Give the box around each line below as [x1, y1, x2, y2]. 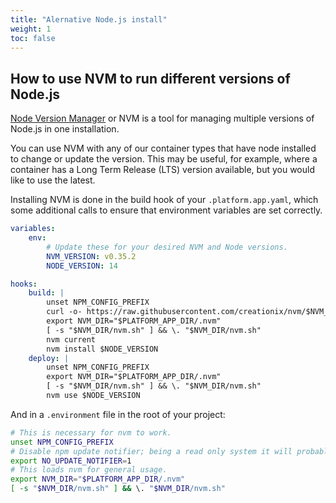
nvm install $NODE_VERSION [46, 344, 159, 354]
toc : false [10, 33, 56, 43]
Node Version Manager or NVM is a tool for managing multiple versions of [10, 112, 315, 125]
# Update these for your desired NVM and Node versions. [46, 242, 288, 252]
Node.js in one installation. [10, 123, 120, 135]
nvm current [46, 334, 97, 345]
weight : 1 [10, 24, 52, 34]
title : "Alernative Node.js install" [10, 14, 168, 25]
